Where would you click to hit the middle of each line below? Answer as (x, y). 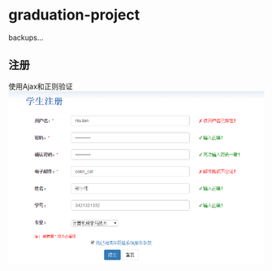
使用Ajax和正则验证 (41, 86)
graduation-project (74, 15)
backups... (26, 37)
